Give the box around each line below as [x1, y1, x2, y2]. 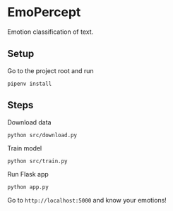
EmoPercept [7, 4, 81, 20]
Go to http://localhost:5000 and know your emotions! [7, 196, 167, 204]
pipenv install [7, 80, 52, 87]
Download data [7, 117, 52, 127]
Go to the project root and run [7, 66, 94, 75]
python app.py [7, 184, 49, 191]
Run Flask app [7, 170, 49, 178]
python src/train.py [7, 158, 68, 165]
